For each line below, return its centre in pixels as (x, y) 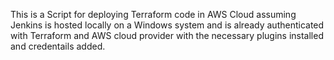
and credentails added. (58, 46)
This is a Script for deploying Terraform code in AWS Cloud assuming (153, 14)
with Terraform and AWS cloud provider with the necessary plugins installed (167, 35)
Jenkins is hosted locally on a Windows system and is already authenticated (167, 25)
